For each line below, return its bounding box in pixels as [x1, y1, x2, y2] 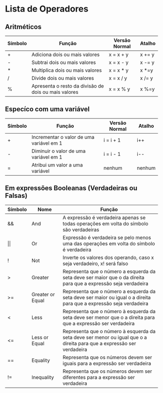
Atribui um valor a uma [31, 161, 83, 168]
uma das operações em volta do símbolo [62, 240, 155, 247]
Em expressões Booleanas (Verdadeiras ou [5, 184, 137, 192]
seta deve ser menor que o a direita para [62, 314, 155, 320]
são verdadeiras [62, 226, 99, 233]
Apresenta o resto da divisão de [31, 83, 104, 89]
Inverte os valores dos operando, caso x [62, 254, 154, 261]
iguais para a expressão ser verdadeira [62, 360, 151, 366]
